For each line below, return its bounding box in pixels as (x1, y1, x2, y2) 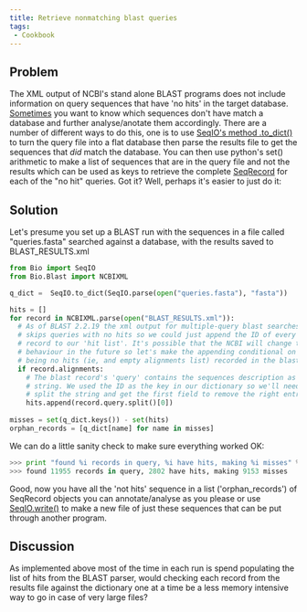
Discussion (9, 538, 75, 554)
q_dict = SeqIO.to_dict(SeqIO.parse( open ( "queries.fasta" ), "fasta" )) (9, 289, 288, 298)
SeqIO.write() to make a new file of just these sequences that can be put (9, 502, 281, 513)
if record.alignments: (17, 364, 104, 374)
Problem (9, 64, 59, 79)
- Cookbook (13, 30, 55, 39)
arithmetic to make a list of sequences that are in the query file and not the (9, 156, 291, 167)
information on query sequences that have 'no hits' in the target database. (9, 98, 290, 110)
